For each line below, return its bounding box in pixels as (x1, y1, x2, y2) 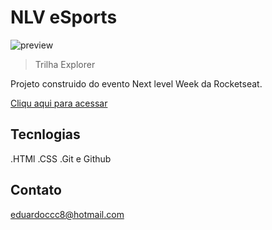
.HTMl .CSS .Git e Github (10, 152, 112, 165)
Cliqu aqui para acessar (10, 97, 108, 109)
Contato (10, 182, 62, 199)
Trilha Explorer (34, 58, 96, 70)
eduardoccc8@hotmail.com (10, 208, 125, 220)
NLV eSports (10, 6, 118, 29)
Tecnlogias (10, 126, 81, 143)
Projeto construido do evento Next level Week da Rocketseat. (10, 77, 263, 90)
